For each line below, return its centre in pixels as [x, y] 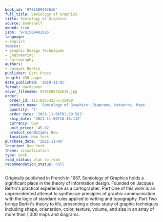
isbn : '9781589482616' [28, 32]
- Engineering [20, 55]
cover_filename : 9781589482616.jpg [41, 91]
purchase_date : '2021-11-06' [35, 142]
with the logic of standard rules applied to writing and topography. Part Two [81, 199]
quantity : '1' [24, 110]
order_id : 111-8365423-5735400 [41, 101]
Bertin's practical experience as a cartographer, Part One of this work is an [80, 188]
